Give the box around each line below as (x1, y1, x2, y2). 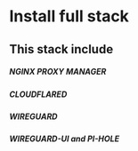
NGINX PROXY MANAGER (9, 67, 107, 77)
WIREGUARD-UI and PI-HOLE (9, 133, 120, 144)
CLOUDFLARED (9, 89, 68, 99)
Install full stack (9, 6, 129, 27)
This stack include (9, 42, 114, 57)
